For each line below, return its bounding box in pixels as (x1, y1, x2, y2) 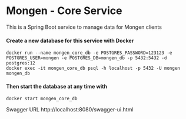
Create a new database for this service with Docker (6, 37, 134, 44)
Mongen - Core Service (6, 4, 122, 18)
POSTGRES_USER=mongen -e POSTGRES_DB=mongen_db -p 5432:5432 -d (6, 55, 167, 61)
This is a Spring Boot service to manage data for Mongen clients (6, 23, 162, 30)
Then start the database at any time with (6, 83, 108, 90)
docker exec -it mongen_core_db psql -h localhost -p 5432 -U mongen (6, 66, 181, 72)
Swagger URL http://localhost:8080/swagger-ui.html (6, 106, 134, 113)
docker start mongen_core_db (6, 96, 78, 102)
